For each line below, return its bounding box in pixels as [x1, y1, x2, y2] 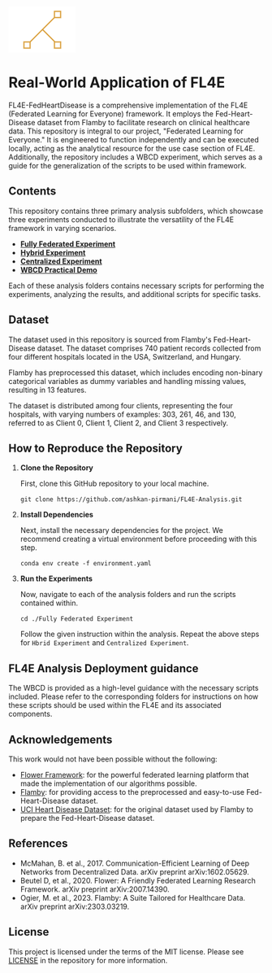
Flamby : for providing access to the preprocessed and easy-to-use [19, 788, 245, 796]
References [8, 836, 68, 851]
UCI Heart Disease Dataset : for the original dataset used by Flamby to [19, 805, 253, 814]
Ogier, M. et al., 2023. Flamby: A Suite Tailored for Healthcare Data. [19, 892, 246, 902]
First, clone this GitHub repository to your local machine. [19, 478, 209, 489]
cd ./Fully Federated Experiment [19, 615, 134, 623]
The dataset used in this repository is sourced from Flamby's [8, 334, 212, 344]
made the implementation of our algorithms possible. [19, 779, 197, 788]
